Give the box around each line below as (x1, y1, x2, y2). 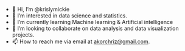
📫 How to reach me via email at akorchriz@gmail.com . (12, 38, 150, 45)
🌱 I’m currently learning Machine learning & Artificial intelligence (12, 19, 173, 25)
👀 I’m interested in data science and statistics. (12, 12, 128, 19)
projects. (12, 31, 35, 38)
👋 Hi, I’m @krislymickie (12, 6, 70, 13)
